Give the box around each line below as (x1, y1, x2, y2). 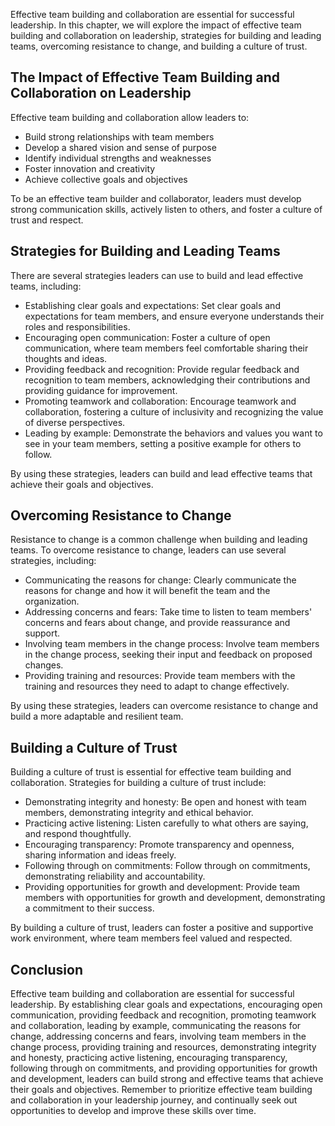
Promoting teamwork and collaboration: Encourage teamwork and (24, 395, 297, 407)
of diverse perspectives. (24, 416, 126, 428)
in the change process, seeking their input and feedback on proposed (24, 649, 313, 661)
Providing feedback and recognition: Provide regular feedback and (24, 363, 300, 375)
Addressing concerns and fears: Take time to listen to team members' (24, 606, 313, 618)
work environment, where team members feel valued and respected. (10, 932, 293, 944)
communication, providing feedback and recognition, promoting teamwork (10, 1009, 317, 1021)
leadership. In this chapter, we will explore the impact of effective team (10, 19, 302, 31)
